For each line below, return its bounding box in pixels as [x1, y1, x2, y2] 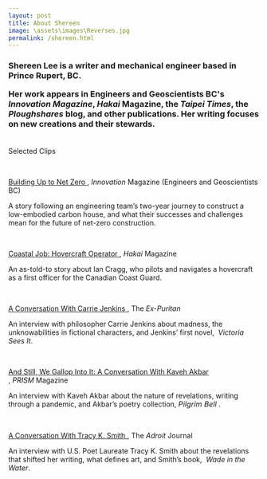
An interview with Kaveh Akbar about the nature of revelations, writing [8, 391, 239, 400]
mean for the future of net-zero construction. [8, 218, 157, 227]
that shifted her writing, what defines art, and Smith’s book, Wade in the [8, 454, 245, 464]
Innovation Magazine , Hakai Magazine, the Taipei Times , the [8, 98, 249, 109]
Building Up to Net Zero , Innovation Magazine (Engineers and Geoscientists [8, 177, 258, 186]
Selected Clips [8, 146, 56, 155]
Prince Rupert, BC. [8, 70, 82, 81]
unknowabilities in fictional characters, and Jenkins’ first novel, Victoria [8, 328, 245, 337]
